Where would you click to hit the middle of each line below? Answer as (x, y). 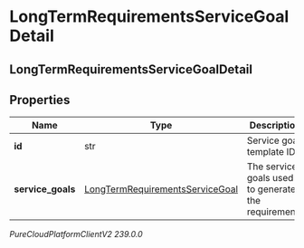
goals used (270, 178)
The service (272, 167)
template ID (271, 152)
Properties (40, 100)
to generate (271, 189)
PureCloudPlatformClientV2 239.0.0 (76, 234)
